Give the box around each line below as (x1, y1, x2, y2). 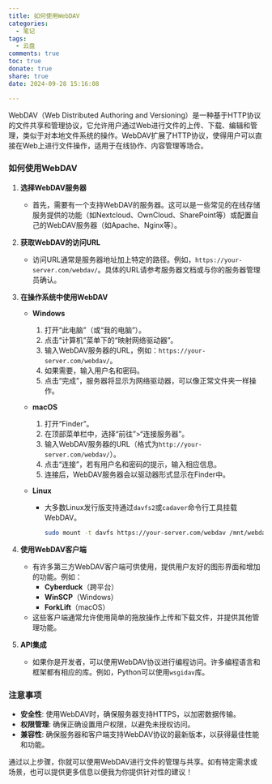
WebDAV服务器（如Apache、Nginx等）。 (46, 220, 182, 229)
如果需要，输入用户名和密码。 (44, 366, 144, 375)
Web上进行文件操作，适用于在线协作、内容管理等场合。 (22, 140, 208, 150)
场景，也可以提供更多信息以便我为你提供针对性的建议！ (8, 767, 193, 777)
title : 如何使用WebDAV (8, 11, 80, 20)
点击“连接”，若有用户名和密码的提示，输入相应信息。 (44, 459, 221, 469)
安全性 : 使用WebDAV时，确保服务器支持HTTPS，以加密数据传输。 (19, 709, 240, 718)
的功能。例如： (32, 572, 83, 581)
